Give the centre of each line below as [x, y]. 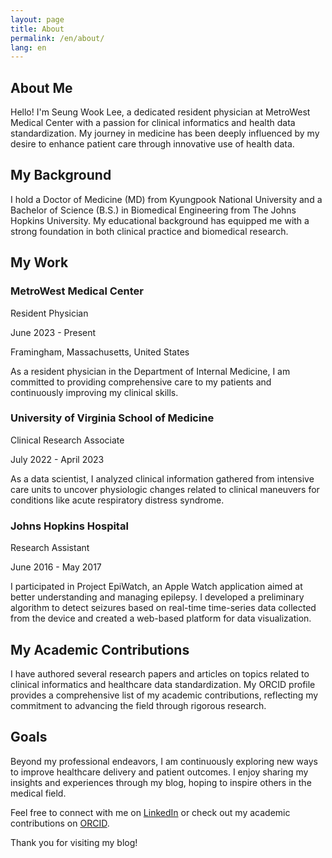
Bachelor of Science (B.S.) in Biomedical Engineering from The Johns [153, 210]
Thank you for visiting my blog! [74, 842]
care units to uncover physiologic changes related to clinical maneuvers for [165, 489]
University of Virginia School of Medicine [112, 418]
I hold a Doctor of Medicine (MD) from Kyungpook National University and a [166, 199]
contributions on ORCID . [60, 823]
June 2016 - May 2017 [56, 567]
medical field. [38, 793]
